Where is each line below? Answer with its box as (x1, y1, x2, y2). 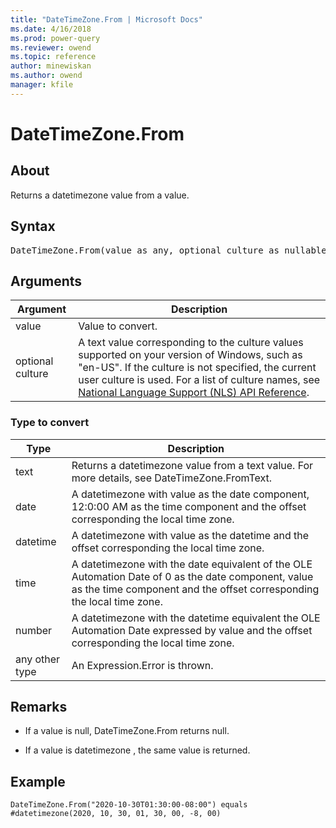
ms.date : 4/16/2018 (10, 24, 92, 34)
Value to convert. (78, 319, 158, 333)
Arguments (10, 272, 83, 290)
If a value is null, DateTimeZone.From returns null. (24, 725, 230, 737)
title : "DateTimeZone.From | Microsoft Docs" (10, 14, 203, 25)
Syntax (10, 218, 56, 235)
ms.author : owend (10, 71, 83, 81)
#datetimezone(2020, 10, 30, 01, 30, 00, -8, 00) (10, 809, 222, 819)
